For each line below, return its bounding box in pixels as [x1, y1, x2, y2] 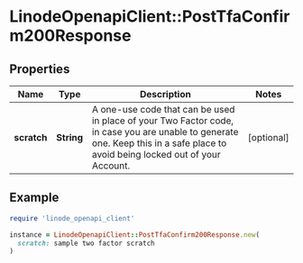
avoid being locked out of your [91, 149, 221, 160]
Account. [91, 159, 131, 172]
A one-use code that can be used [91, 104, 235, 115]
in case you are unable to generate [91, 126, 239, 138]
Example [9, 190, 60, 205]
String [56, 131, 84, 143]
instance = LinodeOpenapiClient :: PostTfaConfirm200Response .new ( [9, 230, 260, 240]
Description [139, 88, 191, 100]
